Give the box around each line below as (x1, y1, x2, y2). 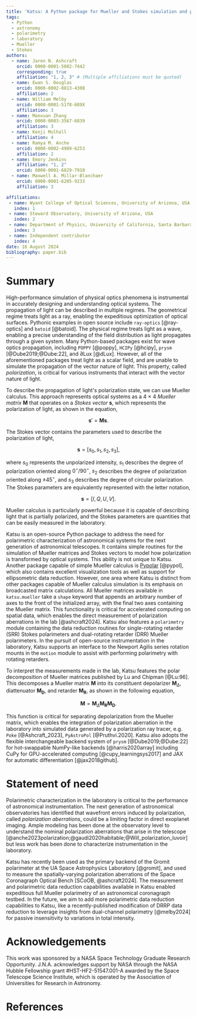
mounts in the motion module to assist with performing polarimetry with (6, 649, 178, 657)
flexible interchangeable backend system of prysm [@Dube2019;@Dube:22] (6, 738, 189, 745)
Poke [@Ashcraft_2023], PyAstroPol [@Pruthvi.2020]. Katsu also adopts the (6, 731, 188, 739)
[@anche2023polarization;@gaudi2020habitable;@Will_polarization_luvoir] (6, 834, 188, 842)
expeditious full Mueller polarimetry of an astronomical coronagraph (6, 890, 171, 897)
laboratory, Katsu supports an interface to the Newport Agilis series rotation (6, 643, 189, 650)
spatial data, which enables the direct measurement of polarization (6, 612, 168, 619)
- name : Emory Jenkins (11, 157, 67, 163)
